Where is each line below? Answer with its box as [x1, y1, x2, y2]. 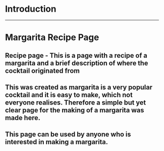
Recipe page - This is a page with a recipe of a [5, 51, 147, 60]
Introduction [5, 3, 57, 15]
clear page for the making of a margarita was [5, 106, 144, 114]
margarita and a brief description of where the [5, 59, 148, 67]
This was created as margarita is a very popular [5, 83, 153, 91]
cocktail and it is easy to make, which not [5, 90, 133, 99]
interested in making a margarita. [5, 138, 108, 146]
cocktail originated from [5, 66, 80, 75]
